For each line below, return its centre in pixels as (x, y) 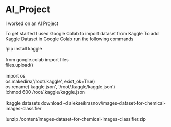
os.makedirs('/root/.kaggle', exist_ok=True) (50, 81)
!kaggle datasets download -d (37, 103)
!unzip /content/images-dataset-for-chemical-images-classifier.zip (76, 119)
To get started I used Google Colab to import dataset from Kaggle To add (82, 33)
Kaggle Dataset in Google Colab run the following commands (69, 39)
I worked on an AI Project (32, 23)
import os (15, 75)
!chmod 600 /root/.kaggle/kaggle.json (45, 92)
